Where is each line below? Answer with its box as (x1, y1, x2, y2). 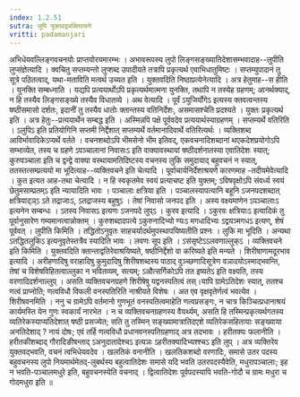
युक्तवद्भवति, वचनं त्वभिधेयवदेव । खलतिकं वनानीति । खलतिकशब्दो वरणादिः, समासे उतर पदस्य (9, 347, 278, 358)
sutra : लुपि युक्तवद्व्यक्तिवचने (9, 22, 91, 30)
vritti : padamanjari (9, 30, 87, 39)
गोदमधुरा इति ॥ (9, 377, 54, 388)
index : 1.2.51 (9, 13, 63, 22)
